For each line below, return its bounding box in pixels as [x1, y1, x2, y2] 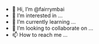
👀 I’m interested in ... [11, 12, 63, 19]
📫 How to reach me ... [11, 32, 68, 38]
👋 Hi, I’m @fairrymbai [11, 6, 65, 12]
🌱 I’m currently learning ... [11, 18, 76, 25]
